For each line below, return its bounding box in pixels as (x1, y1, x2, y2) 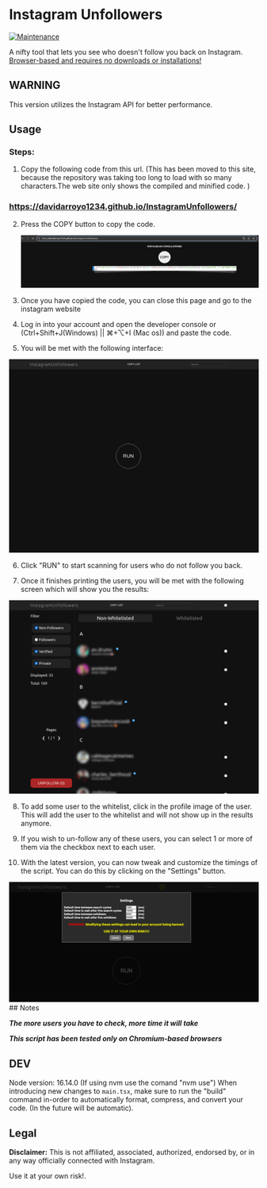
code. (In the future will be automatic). (9, 1103, 134, 1113)
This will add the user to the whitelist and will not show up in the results (20, 810, 254, 820)
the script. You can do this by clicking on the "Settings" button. (20, 867, 227, 876)
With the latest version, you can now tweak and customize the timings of (20, 858, 258, 867)
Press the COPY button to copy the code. (20, 219, 155, 229)
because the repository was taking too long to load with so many (20, 173, 232, 183)
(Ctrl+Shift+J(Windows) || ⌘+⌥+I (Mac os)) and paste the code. (20, 328, 232, 338)
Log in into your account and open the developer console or (20, 320, 216, 329)
